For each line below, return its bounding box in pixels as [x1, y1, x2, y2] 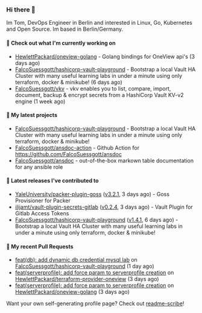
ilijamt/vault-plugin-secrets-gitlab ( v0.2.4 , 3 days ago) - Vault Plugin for [14, 203, 193, 210]
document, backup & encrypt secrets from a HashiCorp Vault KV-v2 [14, 91, 184, 98]
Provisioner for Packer [14, 197, 71, 204]
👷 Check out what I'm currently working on [6, 39, 116, 46]
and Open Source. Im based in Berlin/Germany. [6, 25, 124, 33]
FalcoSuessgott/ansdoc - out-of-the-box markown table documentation [14, 157, 194, 164]
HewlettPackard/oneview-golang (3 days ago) [14, 288, 130, 296]
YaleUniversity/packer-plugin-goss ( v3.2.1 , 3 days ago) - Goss [14, 190, 170, 198]
